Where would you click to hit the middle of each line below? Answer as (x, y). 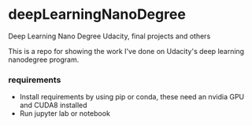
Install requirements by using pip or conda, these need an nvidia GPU (132, 97)
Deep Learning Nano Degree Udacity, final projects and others (109, 36)
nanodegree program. (44, 59)
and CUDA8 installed (54, 105)
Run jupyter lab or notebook (65, 113)
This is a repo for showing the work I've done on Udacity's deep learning (126, 51)
